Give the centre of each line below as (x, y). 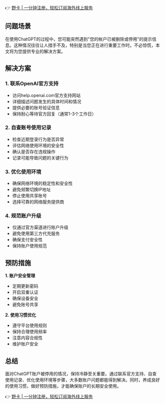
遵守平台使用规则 (29, 326)
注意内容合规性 (27, 338)
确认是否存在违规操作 (34, 152)
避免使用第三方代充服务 (36, 234)
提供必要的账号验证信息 (36, 107)
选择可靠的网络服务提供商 (38, 202)
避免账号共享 (25, 305)
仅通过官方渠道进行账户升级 (40, 227)
